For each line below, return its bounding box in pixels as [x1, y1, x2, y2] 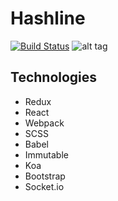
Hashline [10, 7, 86, 30]
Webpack [24, 117, 65, 129]
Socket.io [24, 180, 65, 192]
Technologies [10, 69, 98, 86]
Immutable [24, 148, 69, 161]
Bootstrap [24, 170, 66, 182]
